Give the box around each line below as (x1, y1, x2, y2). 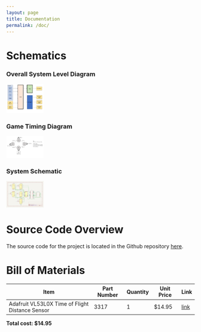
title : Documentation (6, 16, 60, 22)
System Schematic (6, 167, 62, 176)
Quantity (126, 288, 150, 296)
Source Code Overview (6, 223, 124, 236)
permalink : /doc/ (6, 22, 50, 28)
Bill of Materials (6, 264, 86, 278)
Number (97, 291, 118, 299)
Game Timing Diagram (6, 122, 73, 130)
